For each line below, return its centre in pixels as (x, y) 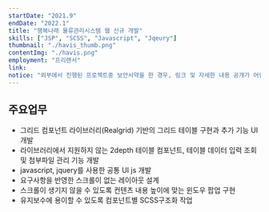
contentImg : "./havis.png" (53, 53)
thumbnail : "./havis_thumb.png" (62, 46)
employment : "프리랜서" (45, 61)
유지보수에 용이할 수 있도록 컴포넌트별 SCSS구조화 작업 (106, 200)
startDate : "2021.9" (43, 16)
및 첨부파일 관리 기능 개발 (60, 160)
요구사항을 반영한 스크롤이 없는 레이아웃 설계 (90, 180)
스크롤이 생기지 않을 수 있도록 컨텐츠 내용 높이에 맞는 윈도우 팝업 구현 (128, 190)
